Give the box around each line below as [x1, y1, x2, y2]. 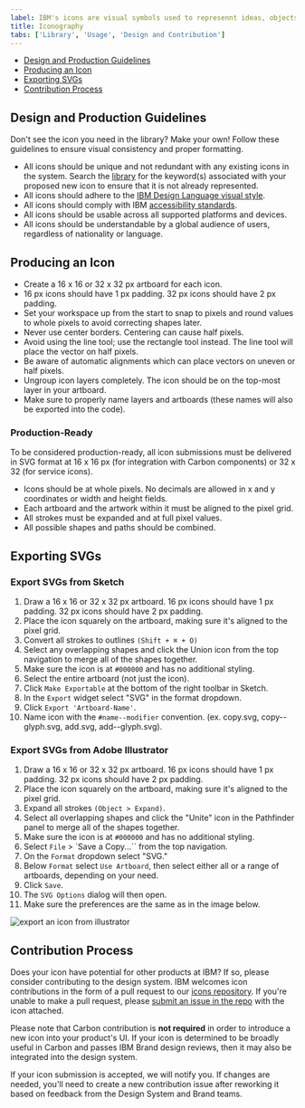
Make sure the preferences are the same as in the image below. [23, 899, 261, 910]
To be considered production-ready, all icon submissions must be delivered [10, 447, 292, 458]
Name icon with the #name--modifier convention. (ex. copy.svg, [23, 712, 260, 722]
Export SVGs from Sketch [10, 576, 125, 588]
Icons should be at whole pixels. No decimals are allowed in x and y [23, 483, 275, 494]
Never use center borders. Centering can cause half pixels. [23, 327, 244, 338]
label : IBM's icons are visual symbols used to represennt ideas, [10, 13, 266, 23]
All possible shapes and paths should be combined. [23, 522, 216, 533]
